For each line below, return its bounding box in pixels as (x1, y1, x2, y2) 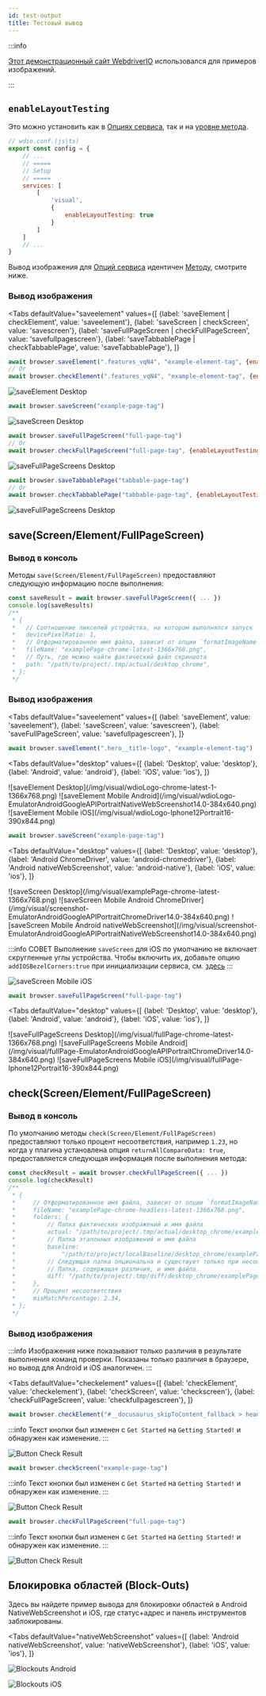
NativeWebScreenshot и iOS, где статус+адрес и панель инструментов (8, 1608, 247, 1617)
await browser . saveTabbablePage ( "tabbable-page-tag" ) (8, 476, 190, 484)
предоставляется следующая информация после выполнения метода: (8, 1154, 247, 1163)
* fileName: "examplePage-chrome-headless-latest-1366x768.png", (11, 1206, 246, 1214)
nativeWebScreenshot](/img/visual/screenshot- (102, 920, 257, 929)
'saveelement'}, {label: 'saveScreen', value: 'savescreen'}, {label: (8, 720, 220, 730)
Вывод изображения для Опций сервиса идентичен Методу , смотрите (8, 263, 247, 272)
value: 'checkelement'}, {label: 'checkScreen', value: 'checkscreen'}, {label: (8, 1386, 255, 1396)
